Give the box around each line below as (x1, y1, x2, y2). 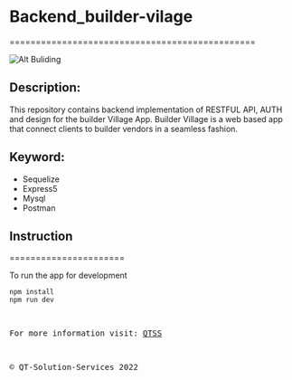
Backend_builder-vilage (9, 6, 193, 27)
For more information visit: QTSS (9, 328, 163, 338)
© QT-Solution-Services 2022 (9, 362, 138, 373)
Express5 (22, 183, 58, 194)
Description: (9, 80, 81, 96)
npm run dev (9, 296, 54, 305)
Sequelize (22, 174, 61, 185)
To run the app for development (9, 270, 128, 281)
